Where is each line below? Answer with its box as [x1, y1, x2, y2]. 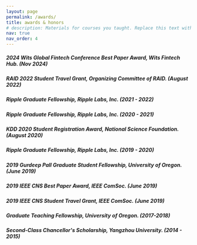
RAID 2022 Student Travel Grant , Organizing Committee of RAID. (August [6, 74, 189, 82]
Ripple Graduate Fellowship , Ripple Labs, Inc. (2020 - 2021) [6, 111, 154, 118]
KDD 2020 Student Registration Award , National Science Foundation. [6, 125, 179, 132]
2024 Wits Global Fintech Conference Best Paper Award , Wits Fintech [6, 54, 181, 61]
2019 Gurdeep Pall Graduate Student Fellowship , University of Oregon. [6, 161, 182, 168]
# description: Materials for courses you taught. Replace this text [6, 25, 180, 31]
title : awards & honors [6, 19, 64, 25]
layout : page [6, 8, 38, 15]
